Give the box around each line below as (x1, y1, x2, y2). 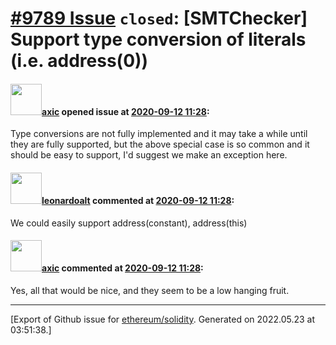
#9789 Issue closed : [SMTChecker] (10, 7, 308, 30)
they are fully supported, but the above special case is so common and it (10, 138, 310, 151)
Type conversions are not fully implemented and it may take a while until (10, 128, 308, 140)
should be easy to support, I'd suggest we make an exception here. (10, 149, 288, 161)
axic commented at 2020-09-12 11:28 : (41, 262, 204, 274)
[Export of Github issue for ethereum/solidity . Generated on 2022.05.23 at (10, 313, 316, 325)
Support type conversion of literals (10, 28, 307, 51)
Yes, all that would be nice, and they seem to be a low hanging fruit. (10, 284, 290, 296)
